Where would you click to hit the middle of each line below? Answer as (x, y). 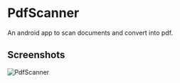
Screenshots (36, 55)
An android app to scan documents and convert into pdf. (90, 33)
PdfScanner (43, 13)
